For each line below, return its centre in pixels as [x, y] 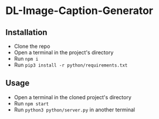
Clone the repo [32, 46]
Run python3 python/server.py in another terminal [75, 110]
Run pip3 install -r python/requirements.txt [71, 65]
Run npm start [31, 103]
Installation [26, 32]
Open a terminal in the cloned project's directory [72, 97]
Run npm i [26, 59]
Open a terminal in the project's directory [64, 52]
